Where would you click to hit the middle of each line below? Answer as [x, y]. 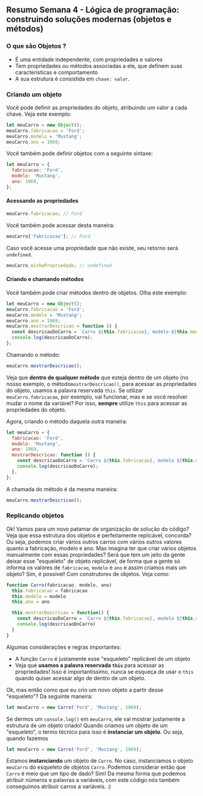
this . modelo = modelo [39, 596]
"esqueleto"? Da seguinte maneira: [50, 696]
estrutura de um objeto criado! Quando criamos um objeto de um [87, 725]
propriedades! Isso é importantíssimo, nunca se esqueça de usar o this [104, 671]
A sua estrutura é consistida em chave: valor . [72, 79]
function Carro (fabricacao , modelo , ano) [59, 585]
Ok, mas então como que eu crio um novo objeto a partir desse [85, 689]
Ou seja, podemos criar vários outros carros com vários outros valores [94, 542]
